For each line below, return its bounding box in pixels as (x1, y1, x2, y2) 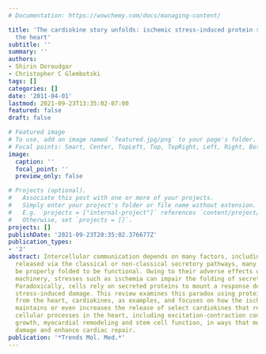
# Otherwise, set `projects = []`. (8, 216, 133, 224)
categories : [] (8, 85, 59, 92)
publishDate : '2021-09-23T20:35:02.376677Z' (8, 231, 158, 239)
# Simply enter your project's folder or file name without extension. (8, 201, 257, 209)
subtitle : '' (8, 40, 51, 48)
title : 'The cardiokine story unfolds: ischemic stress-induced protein (8, 25, 253, 34)
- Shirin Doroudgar (8, 62, 73, 71)
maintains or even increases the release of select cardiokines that (15, 304, 249, 312)
